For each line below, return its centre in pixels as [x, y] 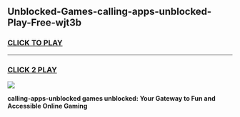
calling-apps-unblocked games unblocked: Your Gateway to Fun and [111, 98]
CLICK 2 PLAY [32, 69]
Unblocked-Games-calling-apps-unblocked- [110, 12]
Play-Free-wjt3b [45, 23]
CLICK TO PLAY [35, 43]
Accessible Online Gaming [47, 106]
